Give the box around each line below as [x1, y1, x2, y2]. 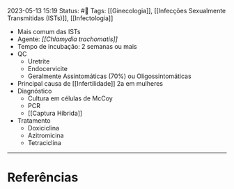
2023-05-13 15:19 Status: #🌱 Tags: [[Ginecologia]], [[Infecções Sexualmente [7, 7, 226, 15]
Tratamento [17, 116, 51, 125]
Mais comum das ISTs [17, 28, 81, 36]
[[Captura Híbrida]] [27, 109, 83, 117]
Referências [7, 169, 79, 186]
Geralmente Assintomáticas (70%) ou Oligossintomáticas [27, 72, 192, 80]
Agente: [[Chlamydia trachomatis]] [17, 35, 118, 43]
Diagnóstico [17, 87, 52, 95]
